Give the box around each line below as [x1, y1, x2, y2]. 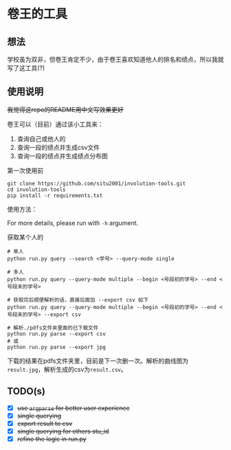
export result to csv [16, 419, 73, 427]
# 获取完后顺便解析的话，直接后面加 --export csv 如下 [7, 296, 149, 303]
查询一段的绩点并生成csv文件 [16, 143, 100, 151]
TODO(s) [7, 385, 46, 397]
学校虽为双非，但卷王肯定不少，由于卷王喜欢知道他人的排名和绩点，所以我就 [7, 56, 224, 63]
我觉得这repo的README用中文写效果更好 [7, 105, 124, 113]
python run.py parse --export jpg [7, 344, 107, 350]
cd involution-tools [7, 186, 67, 193]
